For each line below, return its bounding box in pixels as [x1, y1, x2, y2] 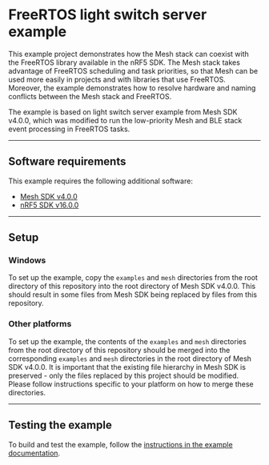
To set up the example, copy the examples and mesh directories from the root [8, 273, 259, 283]
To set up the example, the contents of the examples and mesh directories [8, 336, 247, 346]
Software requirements [8, 154, 126, 169]
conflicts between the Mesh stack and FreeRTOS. [8, 91, 172, 101]
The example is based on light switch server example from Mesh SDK [8, 106, 238, 117]
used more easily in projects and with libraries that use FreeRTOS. [8, 74, 226, 84]
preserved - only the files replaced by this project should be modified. [8, 371, 239, 380]
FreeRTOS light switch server [8, 6, 207, 24]
